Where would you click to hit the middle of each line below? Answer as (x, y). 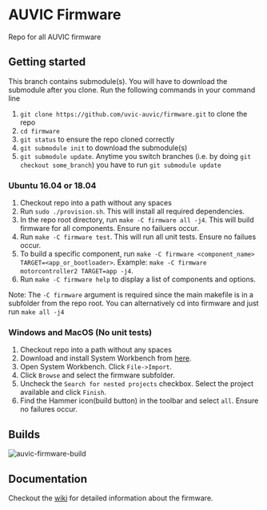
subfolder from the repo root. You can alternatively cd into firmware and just (133, 303)
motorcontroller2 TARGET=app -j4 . (76, 271)
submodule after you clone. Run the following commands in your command (132, 90)
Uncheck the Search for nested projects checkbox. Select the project (137, 384)
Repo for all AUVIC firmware (55, 37)
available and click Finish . (63, 392)
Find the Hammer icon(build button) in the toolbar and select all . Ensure (139, 400)
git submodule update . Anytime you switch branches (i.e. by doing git (135, 156)
